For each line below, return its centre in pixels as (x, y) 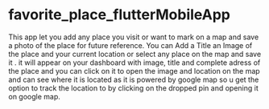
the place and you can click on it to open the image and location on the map (134, 71)
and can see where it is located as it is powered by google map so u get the (134, 79)
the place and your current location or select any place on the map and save (135, 54)
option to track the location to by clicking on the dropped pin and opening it (134, 88)
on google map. (34, 96)
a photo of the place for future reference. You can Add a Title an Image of (130, 45)
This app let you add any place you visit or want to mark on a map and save (134, 37)
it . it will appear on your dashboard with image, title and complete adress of (134, 63)
